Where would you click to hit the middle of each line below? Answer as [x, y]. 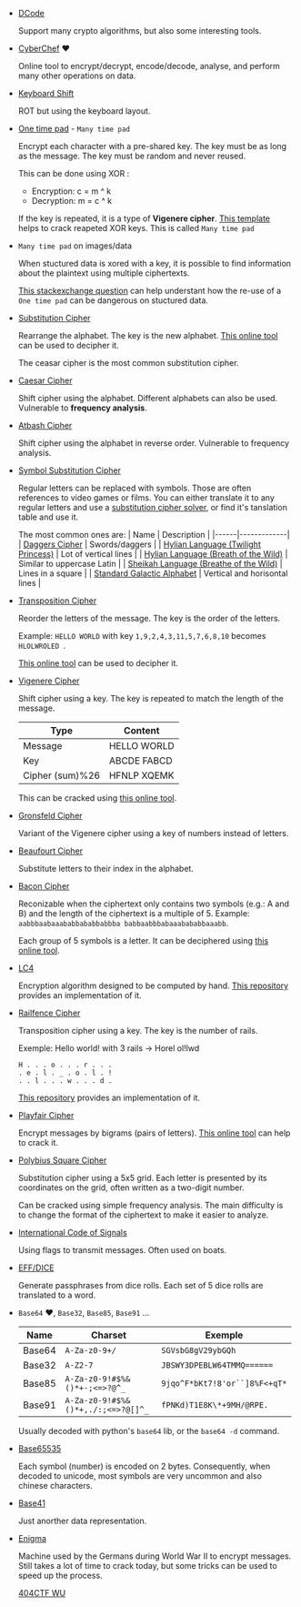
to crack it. [38, 1142]
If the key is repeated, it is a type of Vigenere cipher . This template [144, 218]
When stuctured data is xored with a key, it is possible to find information [155, 263]
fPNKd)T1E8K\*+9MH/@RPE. [215, 1405]
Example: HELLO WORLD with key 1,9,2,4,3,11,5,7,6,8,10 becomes [142, 636]
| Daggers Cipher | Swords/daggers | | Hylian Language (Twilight [139, 544]
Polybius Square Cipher [62, 1160]
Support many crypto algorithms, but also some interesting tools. [140, 30]
